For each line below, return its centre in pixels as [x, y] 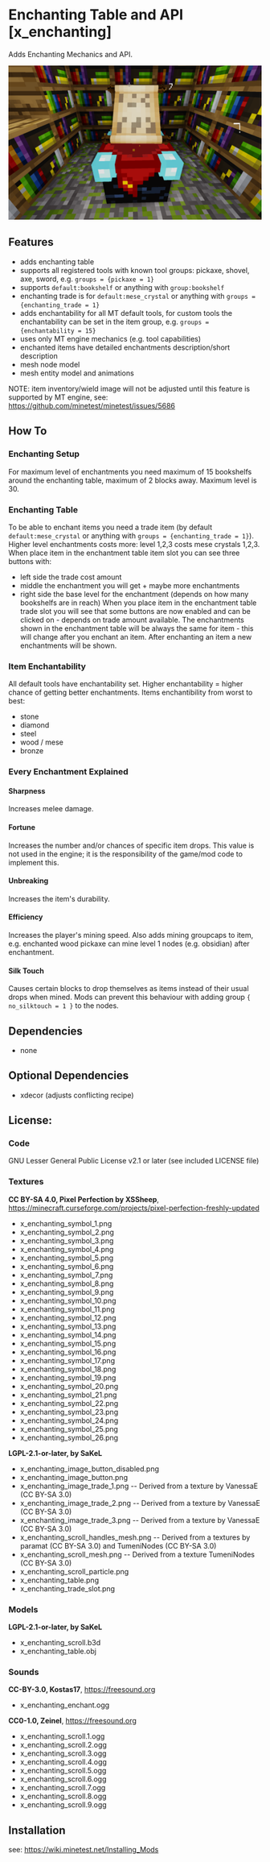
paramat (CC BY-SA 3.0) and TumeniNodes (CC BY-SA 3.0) [118, 1545]
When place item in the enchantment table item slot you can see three [124, 553]
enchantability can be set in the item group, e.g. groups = [115, 321]
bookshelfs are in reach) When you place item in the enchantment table [138, 603]
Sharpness [27, 790]
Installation [37, 1830]
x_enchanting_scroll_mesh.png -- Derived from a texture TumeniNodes [137, 1554]
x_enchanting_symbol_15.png [68, 1343]
